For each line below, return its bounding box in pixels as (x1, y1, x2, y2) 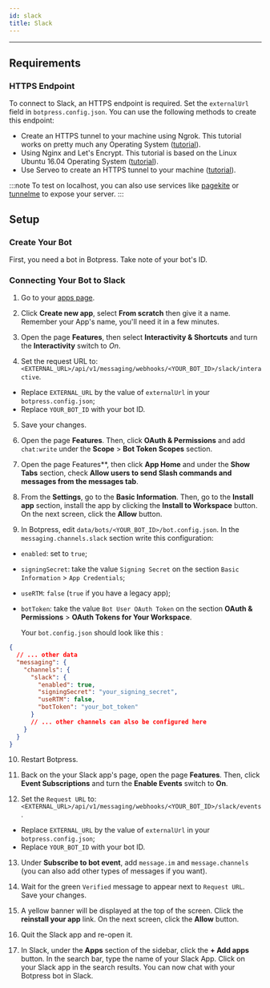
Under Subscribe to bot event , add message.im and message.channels (20, 858, 249, 868)
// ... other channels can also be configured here (30, 718, 207, 726)
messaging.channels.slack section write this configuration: (20, 534, 214, 543)
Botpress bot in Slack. (20, 971, 94, 981)
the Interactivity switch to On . (20, 341, 121, 351)
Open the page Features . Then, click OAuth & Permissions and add (20, 436, 245, 446)
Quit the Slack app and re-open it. (20, 930, 133, 940)
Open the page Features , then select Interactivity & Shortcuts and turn (20, 333, 258, 342)
